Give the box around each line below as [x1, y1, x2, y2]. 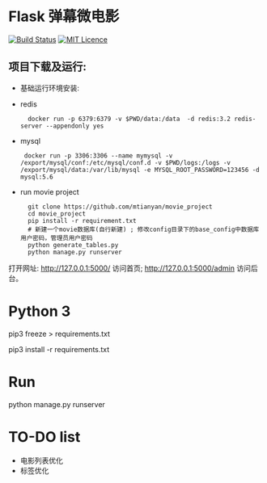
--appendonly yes [45, 122, 104, 130]
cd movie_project [28, 209, 87, 218]
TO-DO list [8, 427, 81, 446]
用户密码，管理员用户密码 [19, 233, 93, 242]
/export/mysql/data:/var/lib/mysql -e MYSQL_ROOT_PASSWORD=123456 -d [19, 166, 261, 174]
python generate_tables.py [28, 241, 119, 249]
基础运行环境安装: [19, 82, 79, 93]
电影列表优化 [19, 456, 63, 465]
